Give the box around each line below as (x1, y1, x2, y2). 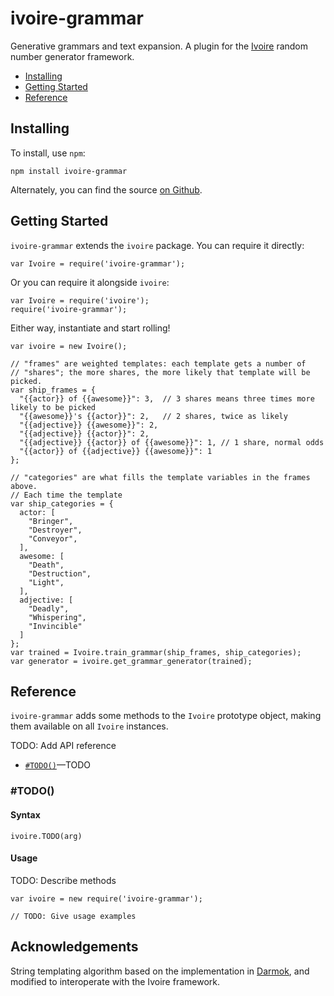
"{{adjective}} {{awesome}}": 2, (19, 420, 159, 430)
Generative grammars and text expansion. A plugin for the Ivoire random (10, 40, 309, 52)
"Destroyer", (28, 525, 83, 535)
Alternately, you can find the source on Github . (10, 183, 203, 196)
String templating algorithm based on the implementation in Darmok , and (10, 965, 310, 977)
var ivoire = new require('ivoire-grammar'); (10, 893, 203, 904)
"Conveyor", (28, 533, 78, 544)
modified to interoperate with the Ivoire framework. (10, 975, 220, 987)
